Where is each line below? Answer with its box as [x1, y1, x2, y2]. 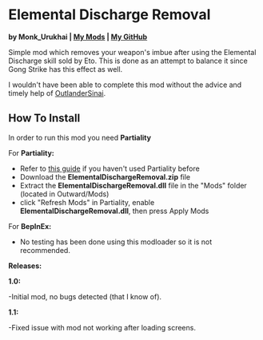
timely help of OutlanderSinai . [8, 88, 106, 97]
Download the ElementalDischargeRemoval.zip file [19, 172, 191, 181]
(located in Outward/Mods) [19, 189, 110, 199]
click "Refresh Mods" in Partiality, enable [19, 197, 155, 207]
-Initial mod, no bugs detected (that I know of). [8, 291, 162, 301]
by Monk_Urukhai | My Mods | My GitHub [8, 32, 148, 42]
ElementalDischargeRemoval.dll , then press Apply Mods [19, 206, 209, 215]
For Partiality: [8, 148, 54, 157]
